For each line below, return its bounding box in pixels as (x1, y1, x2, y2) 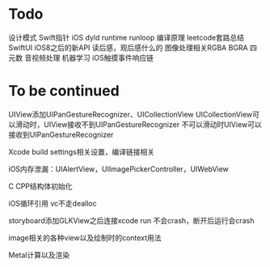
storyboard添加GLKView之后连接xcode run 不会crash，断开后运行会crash (8, 215, 255, 225)
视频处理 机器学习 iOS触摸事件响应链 (31, 53, 154, 62)
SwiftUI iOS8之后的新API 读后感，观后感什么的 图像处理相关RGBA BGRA (8, 42, 248, 53)
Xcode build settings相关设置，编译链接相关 (8, 146, 155, 156)
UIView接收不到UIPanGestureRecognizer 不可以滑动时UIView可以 (43, 119, 262, 129)
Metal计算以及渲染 (8, 250, 70, 260)
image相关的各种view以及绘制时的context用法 (8, 232, 162, 243)
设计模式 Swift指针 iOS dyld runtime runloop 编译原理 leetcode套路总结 (8, 32, 245, 42)
